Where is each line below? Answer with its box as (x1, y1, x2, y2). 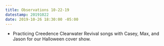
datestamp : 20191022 (5, 12, 49, 17)
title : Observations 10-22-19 (5, 7, 70, 13)
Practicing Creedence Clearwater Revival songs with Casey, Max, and (12, 31, 159, 37)
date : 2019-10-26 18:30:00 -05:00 (5, 17, 79, 22)
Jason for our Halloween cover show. (12, 36, 91, 42)
